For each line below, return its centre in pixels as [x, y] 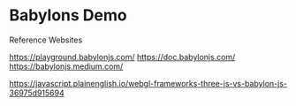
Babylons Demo [68, 15]
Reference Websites [46, 40]
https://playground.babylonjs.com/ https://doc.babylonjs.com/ [122, 57]
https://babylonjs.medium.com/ [66, 66]
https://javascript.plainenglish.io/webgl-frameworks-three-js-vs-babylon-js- [148, 83]
